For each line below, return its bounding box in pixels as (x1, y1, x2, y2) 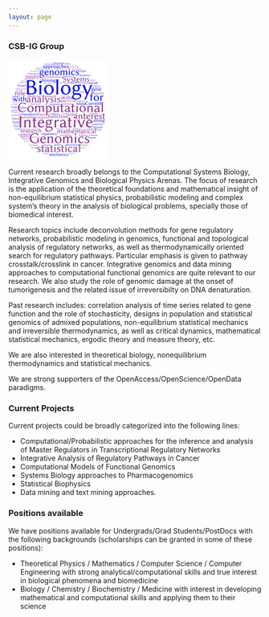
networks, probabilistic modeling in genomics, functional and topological (8, 233, 249, 243)
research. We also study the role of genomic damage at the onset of (8, 276, 234, 286)
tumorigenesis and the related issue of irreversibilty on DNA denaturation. (8, 285, 253, 294)
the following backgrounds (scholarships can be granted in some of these (8, 534, 253, 544)
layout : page (8, 13, 52, 21)
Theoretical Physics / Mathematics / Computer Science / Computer (19, 558, 243, 568)
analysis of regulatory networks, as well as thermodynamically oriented (8, 242, 245, 252)
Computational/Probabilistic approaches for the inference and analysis (19, 436, 254, 446)
